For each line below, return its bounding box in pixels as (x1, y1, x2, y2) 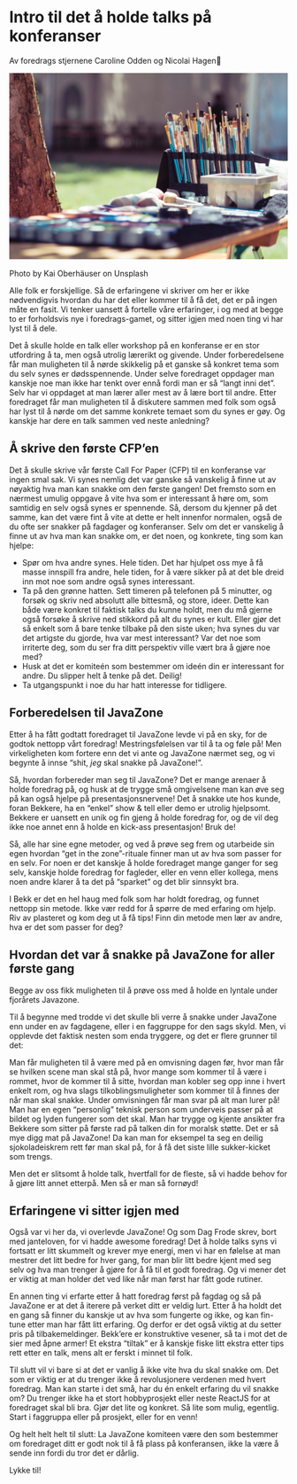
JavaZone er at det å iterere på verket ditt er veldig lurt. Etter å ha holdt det (9, 1300, 282, 1311)
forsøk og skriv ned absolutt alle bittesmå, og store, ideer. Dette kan (21, 595, 270, 605)
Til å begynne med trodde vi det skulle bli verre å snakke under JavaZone (9, 1011, 277, 1022)
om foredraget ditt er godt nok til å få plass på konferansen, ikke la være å (9, 1439, 279, 1449)
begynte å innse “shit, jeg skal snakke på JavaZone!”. (9, 757, 203, 768)
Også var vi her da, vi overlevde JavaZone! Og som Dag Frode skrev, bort (9, 1227, 277, 1238)
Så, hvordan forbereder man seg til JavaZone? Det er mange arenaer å (9, 774, 267, 785)
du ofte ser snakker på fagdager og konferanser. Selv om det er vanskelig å (9, 521, 285, 532)
